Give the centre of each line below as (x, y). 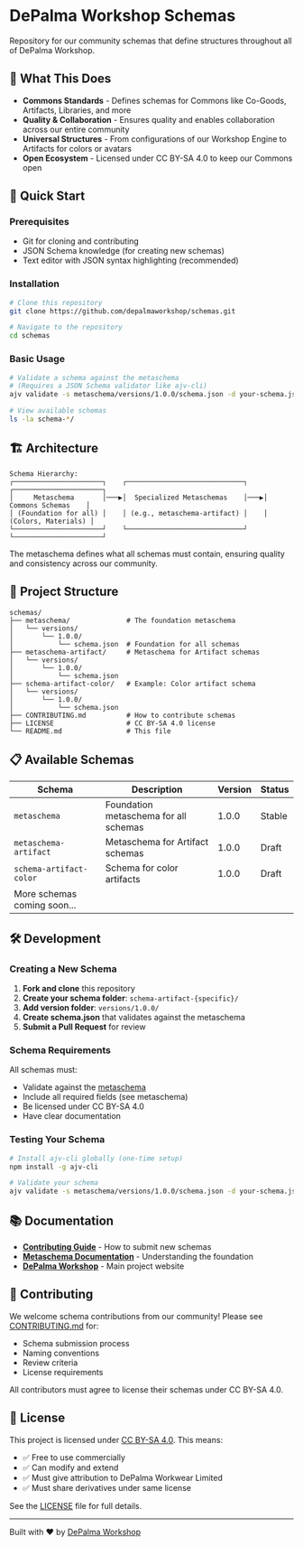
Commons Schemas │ (50, 505)
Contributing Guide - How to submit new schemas (117, 1246)
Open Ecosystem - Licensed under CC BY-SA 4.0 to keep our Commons (157, 158)
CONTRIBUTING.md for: (54, 1326)
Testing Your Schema (57, 1140)
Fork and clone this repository (78, 989)
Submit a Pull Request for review (84, 1027)
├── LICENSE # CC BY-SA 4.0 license (113, 723)
